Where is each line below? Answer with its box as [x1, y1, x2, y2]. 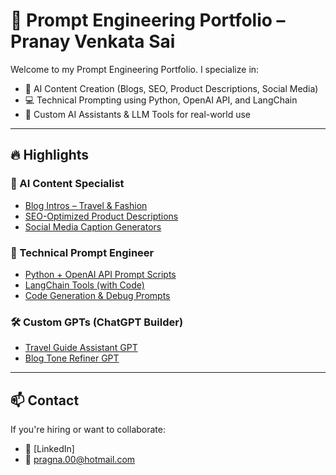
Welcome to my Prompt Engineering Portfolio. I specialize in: [10, 63, 260, 75]
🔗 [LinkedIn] [24, 443, 75, 455]
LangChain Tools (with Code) [24, 279, 145, 291]
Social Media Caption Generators [24, 220, 162, 233]
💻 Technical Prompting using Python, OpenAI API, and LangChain [24, 94, 298, 106]
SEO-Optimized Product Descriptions [24, 210, 179, 222]
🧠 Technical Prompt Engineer [10, 245, 155, 259]
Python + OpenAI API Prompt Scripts [24, 268, 177, 280]
